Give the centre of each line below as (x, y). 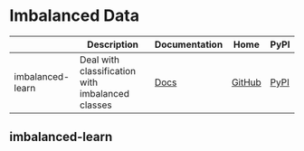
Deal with (100, 60)
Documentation (189, 44)
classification (108, 71)
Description (113, 44)
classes (96, 105)
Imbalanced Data (75, 16)
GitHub (247, 82)
